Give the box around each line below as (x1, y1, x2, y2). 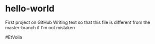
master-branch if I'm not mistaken (5, 24, 75, 30)
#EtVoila (5, 34, 22, 40)
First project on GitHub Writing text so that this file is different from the (5, 19, 150, 25)
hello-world (5, 3, 55, 14)
